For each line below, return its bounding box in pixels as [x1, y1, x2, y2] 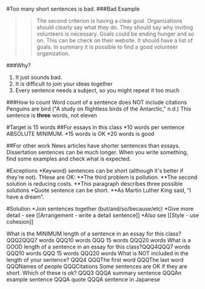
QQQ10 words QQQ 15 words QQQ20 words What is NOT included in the [6, 250, 188, 257]
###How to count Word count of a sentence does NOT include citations [6, 98, 187, 106]
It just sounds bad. [15, 74, 62, 81]
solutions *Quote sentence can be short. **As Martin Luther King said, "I [6, 187, 192, 194]
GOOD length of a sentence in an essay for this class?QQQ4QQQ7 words [6, 243, 191, 250]
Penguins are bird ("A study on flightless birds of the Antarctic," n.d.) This [6, 105, 192, 113]
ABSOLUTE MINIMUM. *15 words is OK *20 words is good [6, 130, 155, 137]
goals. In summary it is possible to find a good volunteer [36, 43, 179, 50]
